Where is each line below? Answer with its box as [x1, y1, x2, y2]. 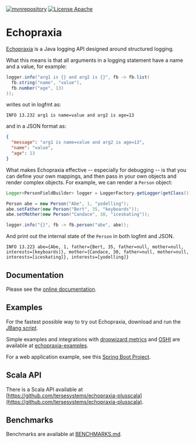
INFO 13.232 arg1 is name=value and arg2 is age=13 [6, 112, 134, 118]
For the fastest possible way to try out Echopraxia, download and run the [6, 318, 181, 325]
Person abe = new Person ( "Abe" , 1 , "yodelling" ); [6, 201, 129, 207]
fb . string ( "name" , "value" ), [11, 80, 82, 85]
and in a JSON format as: [6, 123, 66, 130]
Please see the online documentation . [6, 286, 97, 293]
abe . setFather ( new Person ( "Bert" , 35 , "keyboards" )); [6, 206, 140, 212]
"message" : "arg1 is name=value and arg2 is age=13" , [11, 139, 145, 146]
